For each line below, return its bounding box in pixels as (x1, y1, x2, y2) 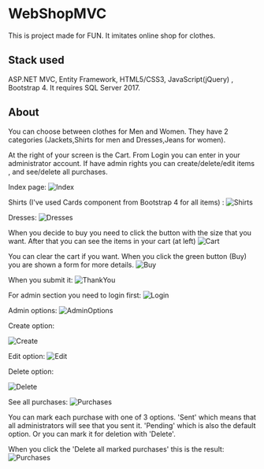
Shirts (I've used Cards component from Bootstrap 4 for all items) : (8, 198, 225, 207)
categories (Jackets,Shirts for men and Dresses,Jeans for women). (8, 135, 226, 144)
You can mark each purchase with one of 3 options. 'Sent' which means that (8, 412, 256, 422)
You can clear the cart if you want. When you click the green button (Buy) (8, 251, 247, 260)
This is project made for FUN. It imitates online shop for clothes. (8, 31, 216, 40)
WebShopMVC (8, 5, 107, 23)
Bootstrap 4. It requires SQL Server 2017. (8, 83, 140, 92)
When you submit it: (8, 275, 73, 284)
